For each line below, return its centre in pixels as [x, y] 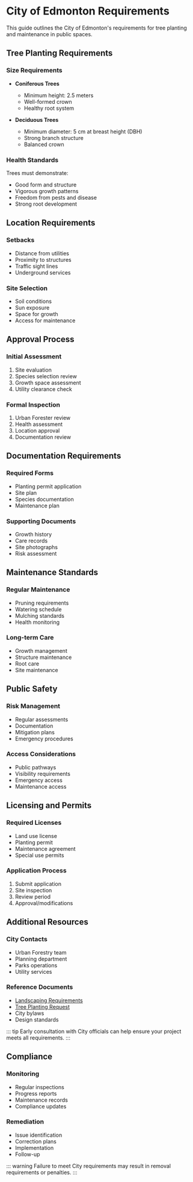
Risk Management [33, 706]
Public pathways [35, 767]
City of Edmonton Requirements [88, 11]
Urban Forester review [43, 418]
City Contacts [27, 939]
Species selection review [46, 376]
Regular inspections [39, 1087]
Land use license [36, 836]
